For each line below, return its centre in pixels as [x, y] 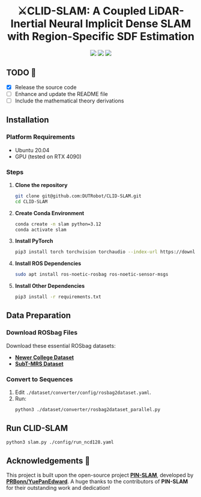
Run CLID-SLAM [37, 428]
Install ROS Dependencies [48, 263]
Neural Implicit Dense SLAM [120, 24]
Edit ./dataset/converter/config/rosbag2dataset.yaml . [83, 392]
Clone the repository [41, 185]
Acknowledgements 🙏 [48, 461]
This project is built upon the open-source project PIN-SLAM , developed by [100, 475]
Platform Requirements [40, 137]
